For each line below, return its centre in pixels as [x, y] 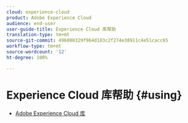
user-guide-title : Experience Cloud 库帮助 [61, 29]
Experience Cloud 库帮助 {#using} [94, 95]
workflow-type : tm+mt [34, 47]
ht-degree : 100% [27, 58]
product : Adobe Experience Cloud [49, 18]
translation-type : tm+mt [38, 35]
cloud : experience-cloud [38, 12]
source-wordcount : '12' [37, 52]
